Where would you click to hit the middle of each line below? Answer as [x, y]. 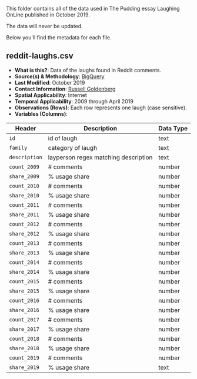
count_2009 [24, 167]
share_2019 [24, 367]
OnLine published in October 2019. [48, 15]
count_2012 [24, 224]
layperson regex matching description [100, 157]
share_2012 [24, 234]
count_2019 [24, 358]
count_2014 [24, 262]
